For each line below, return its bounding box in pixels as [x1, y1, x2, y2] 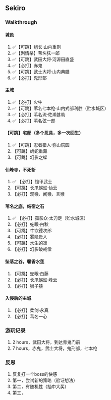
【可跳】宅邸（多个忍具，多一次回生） [5, 130, 83, 136]
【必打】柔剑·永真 [12, 307, 49, 313]
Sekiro [5, 4, 26, 12]
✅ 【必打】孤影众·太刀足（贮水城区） [12, 215, 88, 221]
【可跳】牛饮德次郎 [12, 228, 52, 234]
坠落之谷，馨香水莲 [5, 258, 45, 265]
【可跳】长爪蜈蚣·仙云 [12, 185, 57, 191]
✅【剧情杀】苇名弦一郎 [12, 50, 60, 56]
